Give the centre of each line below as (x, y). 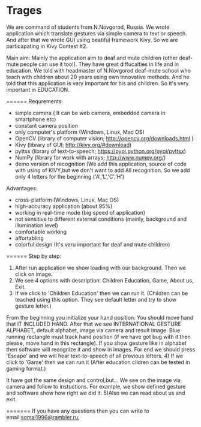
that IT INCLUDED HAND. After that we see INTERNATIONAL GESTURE (94, 324)
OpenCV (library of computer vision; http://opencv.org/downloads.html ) (104, 138)
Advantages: (22, 188)
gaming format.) (26, 368)
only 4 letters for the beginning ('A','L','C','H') (70, 176)
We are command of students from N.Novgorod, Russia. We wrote (88, 27)
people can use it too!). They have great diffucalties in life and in (100, 64)
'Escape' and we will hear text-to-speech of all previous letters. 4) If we (95, 356)
